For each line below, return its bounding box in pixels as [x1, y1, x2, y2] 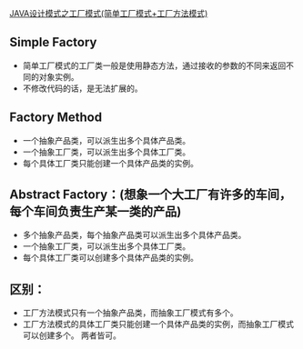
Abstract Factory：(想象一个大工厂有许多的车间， [9, 187, 292, 203]
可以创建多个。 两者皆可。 [22, 330, 121, 341]
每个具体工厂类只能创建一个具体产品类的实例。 [22, 157, 198, 168]
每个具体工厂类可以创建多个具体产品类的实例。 [22, 253, 198, 264]
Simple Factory [9, 35, 97, 50]
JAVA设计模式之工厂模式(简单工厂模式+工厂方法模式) [9, 8, 208, 18]
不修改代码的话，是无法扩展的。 [22, 83, 143, 94]
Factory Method [9, 110, 103, 125]
